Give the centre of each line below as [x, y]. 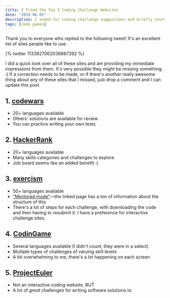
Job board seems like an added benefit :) [55, 163]
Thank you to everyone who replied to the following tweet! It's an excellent [83, 39]
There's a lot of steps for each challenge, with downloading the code [84, 207]
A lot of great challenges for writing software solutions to [72, 290]
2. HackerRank [29, 140]
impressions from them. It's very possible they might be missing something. [84, 69]
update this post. [23, 85]
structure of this [29, 202]
